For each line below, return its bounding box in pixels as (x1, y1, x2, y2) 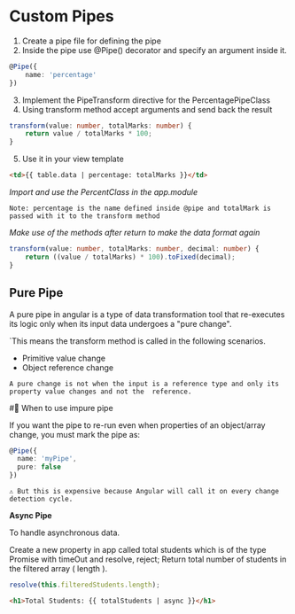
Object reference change (21, 361, 114, 373)
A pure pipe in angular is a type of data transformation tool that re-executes (9, 308, 285, 320)
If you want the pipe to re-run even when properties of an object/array (9, 419, 266, 431)
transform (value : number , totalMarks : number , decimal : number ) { (9, 245, 260, 253)
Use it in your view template (21, 153, 124, 165)
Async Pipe (9, 510, 52, 520)
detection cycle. (9, 494, 74, 503)
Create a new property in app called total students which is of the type (9, 545, 267, 555)
